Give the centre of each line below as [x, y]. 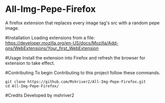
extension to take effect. [30, 63]
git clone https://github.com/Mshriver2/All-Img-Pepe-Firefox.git [76, 82]
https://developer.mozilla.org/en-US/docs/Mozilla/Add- [62, 43]
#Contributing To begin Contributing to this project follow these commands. [83, 72]
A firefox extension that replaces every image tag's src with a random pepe [82, 23]
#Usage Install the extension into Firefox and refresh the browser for [75, 57]
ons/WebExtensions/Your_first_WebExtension [52, 48]
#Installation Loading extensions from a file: [50, 38]
